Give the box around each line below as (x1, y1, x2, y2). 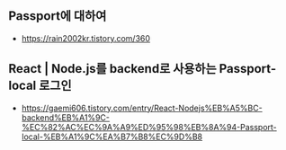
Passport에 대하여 (8, 8, 107, 24)
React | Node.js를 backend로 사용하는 (8, 61, 217, 76)
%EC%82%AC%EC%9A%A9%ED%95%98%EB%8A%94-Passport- (21, 121, 278, 132)
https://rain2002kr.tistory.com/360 (21, 32, 150, 43)
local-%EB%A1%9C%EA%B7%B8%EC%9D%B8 (21, 131, 203, 142)
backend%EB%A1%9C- (21, 111, 110, 123)
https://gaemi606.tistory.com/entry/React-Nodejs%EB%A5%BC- (21, 102, 263, 113)
